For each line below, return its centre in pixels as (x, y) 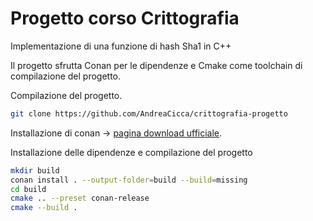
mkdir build (35, 170)
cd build (28, 189)
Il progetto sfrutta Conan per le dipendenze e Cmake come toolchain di (156, 65)
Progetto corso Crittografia (125, 18)
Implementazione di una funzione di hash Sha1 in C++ (121, 46)
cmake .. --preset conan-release (80, 198)
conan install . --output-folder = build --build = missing (129, 180)
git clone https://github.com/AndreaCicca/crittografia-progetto (149, 113)
